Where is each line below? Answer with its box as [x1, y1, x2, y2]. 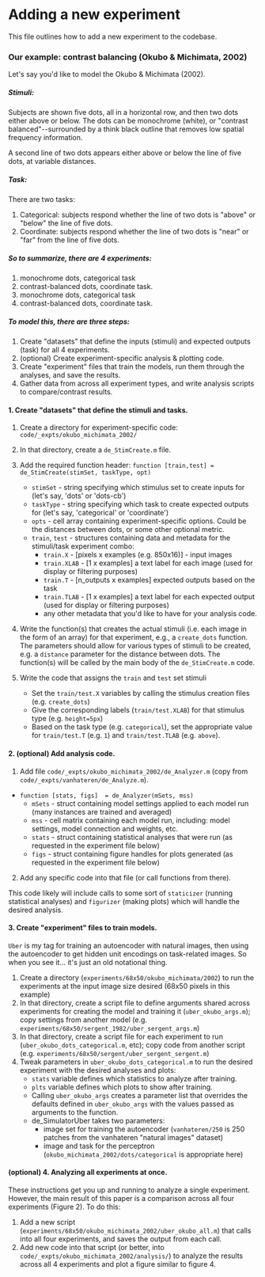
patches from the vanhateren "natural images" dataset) [43, 1132, 224, 1142]
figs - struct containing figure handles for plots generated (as [31, 849, 233, 858]
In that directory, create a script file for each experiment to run [19, 1032, 224, 1041]
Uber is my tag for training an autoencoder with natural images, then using [8, 941, 249, 950]
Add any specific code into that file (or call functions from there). [19, 872, 232, 882]
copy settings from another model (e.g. [19, 1015, 148, 1024]
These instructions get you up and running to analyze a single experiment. [8, 1185, 251, 1195]
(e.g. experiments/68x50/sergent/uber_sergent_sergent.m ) [19, 1048, 210, 1058]
